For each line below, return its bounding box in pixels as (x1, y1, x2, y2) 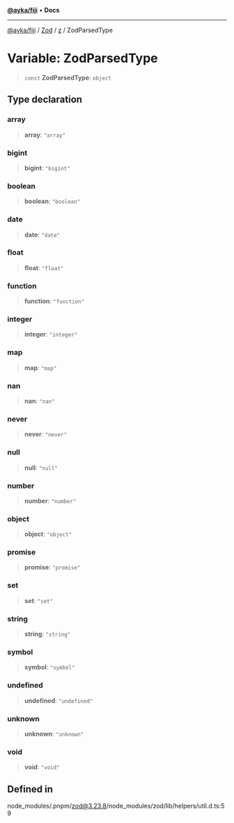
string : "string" (24, 630, 71, 638)
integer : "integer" (24, 330, 78, 339)
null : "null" (24, 464, 58, 472)
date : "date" (24, 230, 61, 239)
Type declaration (7, 94, 82, 105)
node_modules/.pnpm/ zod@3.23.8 (7, 802, 107, 810)
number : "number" (24, 496, 77, 505)
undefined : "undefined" (24, 696, 93, 704)
